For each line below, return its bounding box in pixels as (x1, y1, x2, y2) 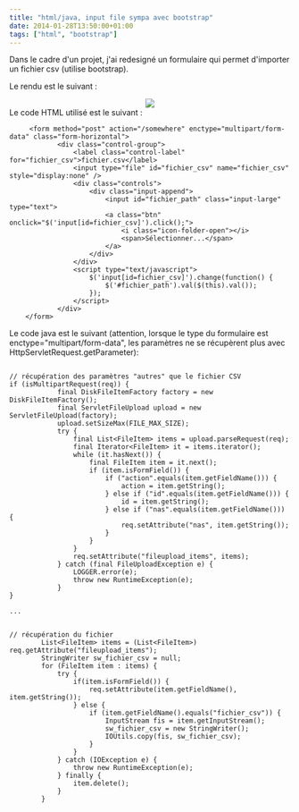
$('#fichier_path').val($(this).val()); (104, 281, 257, 291)
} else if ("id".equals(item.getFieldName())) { (104, 489, 290, 499)
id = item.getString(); (120, 497, 210, 506)
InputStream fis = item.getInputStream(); (104, 716, 266, 725)
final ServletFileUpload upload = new (56, 403, 202, 412)
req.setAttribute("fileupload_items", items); (72, 552, 250, 562)
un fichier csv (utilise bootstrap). (9, 63, 129, 74)
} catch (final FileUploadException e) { (56, 560, 214, 569)
